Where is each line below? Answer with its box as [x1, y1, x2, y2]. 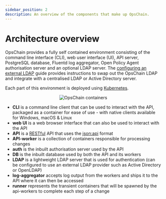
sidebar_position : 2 [5, 7, 48, 12]
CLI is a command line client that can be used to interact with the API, [12, 104, 155, 110]
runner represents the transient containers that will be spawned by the [12, 183, 157, 189]
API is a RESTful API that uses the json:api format [12, 130, 113, 136]
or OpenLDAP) [12, 167, 42, 173]
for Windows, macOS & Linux [12, 115, 72, 121]
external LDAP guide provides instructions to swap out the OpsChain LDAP [5, 70, 158, 77]
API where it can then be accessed [12, 178, 84, 184]
